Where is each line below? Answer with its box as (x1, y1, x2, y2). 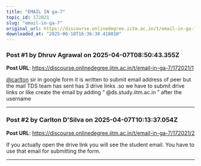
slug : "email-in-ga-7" (6, 20, 63, 26)
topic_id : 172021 (6, 14, 50, 20)
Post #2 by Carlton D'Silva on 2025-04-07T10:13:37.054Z (6, 116, 178, 124)
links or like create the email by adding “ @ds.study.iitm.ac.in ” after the (6, 89, 182, 96)
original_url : (6, 25, 42, 32)
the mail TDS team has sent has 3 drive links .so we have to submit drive (6, 82, 185, 90)
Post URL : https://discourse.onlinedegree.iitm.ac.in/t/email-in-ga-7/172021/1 (6, 64, 194, 72)
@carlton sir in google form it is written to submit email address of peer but (6, 76, 191, 83)
